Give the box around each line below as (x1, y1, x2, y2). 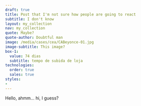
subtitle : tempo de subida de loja (9, 58, 83, 63)
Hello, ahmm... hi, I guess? (5, 95, 59, 101)
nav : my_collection (5, 26, 46, 31)
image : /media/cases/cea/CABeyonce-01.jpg (5, 40, 94, 45)
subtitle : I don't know (5, 16, 54, 21)
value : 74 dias (9, 53, 41, 59)
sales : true (9, 72, 35, 77)
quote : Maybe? (5, 30, 35, 35)
